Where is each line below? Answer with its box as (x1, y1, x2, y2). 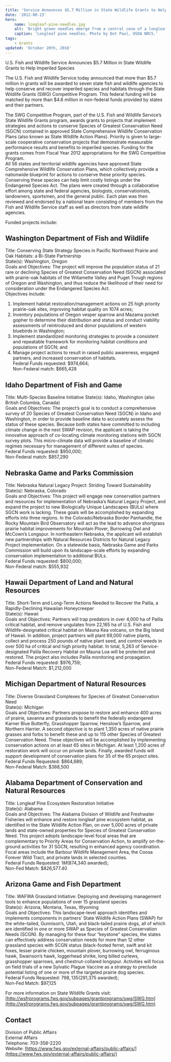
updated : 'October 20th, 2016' (5, 45, 72, 51)
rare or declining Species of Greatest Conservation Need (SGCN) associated (5, 269, 166, 276)
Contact (5, 1016, 32, 1024)
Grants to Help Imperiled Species (5, 65, 75, 71)
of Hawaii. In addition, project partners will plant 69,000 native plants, (5, 632, 151, 638)
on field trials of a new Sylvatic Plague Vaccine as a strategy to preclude (5, 964, 157, 970)
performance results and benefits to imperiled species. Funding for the (5, 144, 154, 151)
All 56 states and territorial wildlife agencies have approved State (5, 160, 141, 166)
